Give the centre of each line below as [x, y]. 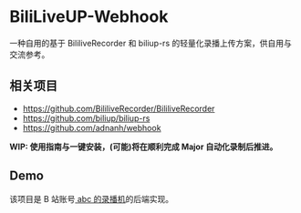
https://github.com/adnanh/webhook [92, 127]
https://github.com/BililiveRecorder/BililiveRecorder [119, 108]
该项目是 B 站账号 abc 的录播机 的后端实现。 [92, 198]
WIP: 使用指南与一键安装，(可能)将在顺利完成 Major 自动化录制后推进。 [144, 147]
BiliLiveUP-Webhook [89, 17]
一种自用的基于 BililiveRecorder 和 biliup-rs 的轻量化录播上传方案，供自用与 [150, 43]
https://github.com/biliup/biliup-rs [86, 118]
